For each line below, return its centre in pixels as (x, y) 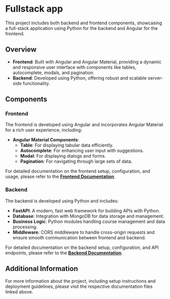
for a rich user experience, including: (44, 130)
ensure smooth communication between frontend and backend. (79, 237)
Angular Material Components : (46, 140)
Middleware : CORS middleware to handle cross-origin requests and (83, 232)
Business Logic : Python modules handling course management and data (89, 221)
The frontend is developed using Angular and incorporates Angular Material (84, 125)
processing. (25, 227)
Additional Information (42, 269)
